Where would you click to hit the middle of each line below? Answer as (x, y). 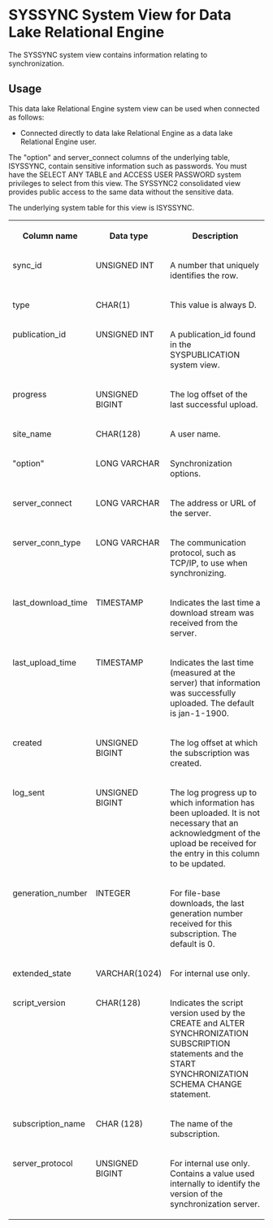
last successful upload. (214, 404)
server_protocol (43, 1163)
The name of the (201, 1123)
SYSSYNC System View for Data (120, 15)
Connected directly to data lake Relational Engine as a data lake (126, 132)
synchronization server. (215, 1204)
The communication (208, 542)
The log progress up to (214, 792)
